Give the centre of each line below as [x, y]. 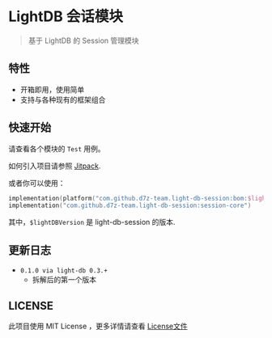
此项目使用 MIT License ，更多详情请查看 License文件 [98, 326]
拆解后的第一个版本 [64, 280]
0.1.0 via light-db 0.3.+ [64, 271]
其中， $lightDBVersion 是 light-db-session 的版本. [92, 222]
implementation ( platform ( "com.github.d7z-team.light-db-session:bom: [128, 198]
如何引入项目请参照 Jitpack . [55, 166]
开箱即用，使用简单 [52, 89]
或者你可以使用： [37, 183]
